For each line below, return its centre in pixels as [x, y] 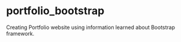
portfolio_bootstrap [55, 11]
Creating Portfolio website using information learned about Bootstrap [91, 27]
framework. [20, 33]
